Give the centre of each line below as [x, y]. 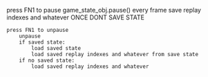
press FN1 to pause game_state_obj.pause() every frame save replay [104, 10]
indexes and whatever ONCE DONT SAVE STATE [75, 17]
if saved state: [42, 42]
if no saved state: [47, 60]
